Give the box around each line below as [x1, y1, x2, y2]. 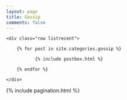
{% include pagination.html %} [6, 87, 80, 94]
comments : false [6, 19, 46, 25]
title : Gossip [6, 14, 41, 20]
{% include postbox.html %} [35, 56, 104, 62]
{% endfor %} [16, 66, 49, 72]
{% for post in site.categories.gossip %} [16, 46, 122, 52]
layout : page [6, 8, 38, 15]
